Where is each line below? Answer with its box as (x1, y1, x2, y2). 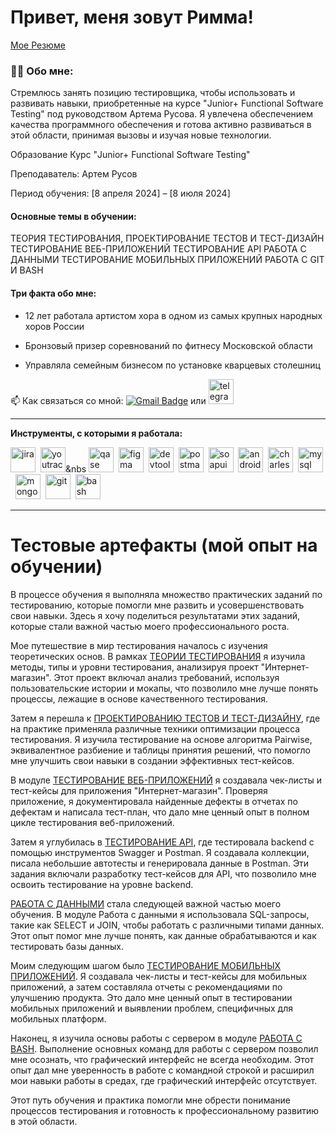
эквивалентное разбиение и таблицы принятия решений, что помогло (10, 744, 311, 756)
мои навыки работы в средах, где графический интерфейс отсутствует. (10, 1074, 318, 1086)
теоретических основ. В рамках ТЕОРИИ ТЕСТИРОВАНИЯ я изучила (10, 650, 306, 662)
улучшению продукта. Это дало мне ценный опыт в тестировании (10, 991, 293, 1003)
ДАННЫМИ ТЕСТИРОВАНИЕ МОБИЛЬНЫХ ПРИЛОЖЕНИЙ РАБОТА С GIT (10, 254, 325, 266)
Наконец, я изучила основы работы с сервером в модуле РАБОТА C (10, 1032, 303, 1044)
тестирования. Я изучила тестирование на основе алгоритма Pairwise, (10, 733, 313, 745)
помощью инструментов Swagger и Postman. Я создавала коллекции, (10, 846, 310, 858)
